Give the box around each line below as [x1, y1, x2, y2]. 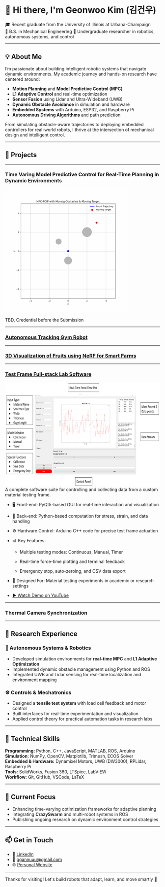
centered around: [5, 76, 40, 82]
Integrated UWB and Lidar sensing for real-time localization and [12, 671, 141, 677]
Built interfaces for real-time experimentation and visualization [12, 711, 138, 717]
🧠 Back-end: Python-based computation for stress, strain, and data [12, 513, 148, 519]
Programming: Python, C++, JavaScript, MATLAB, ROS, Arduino [5, 748, 136, 754]
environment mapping [12, 677, 57, 683]
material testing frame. [5, 492, 51, 497]
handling [12, 518, 30, 524]
